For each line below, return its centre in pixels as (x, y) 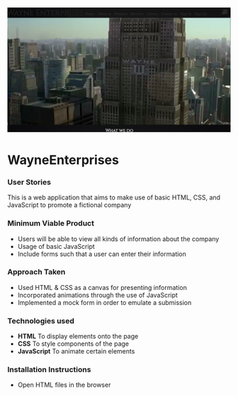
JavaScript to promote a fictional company (69, 205)
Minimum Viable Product (51, 223)
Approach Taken (36, 272)
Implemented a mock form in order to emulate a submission (104, 302)
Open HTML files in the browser (64, 385)
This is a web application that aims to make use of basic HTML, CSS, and (114, 197)
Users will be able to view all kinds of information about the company (118, 239)
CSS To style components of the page (73, 344)
